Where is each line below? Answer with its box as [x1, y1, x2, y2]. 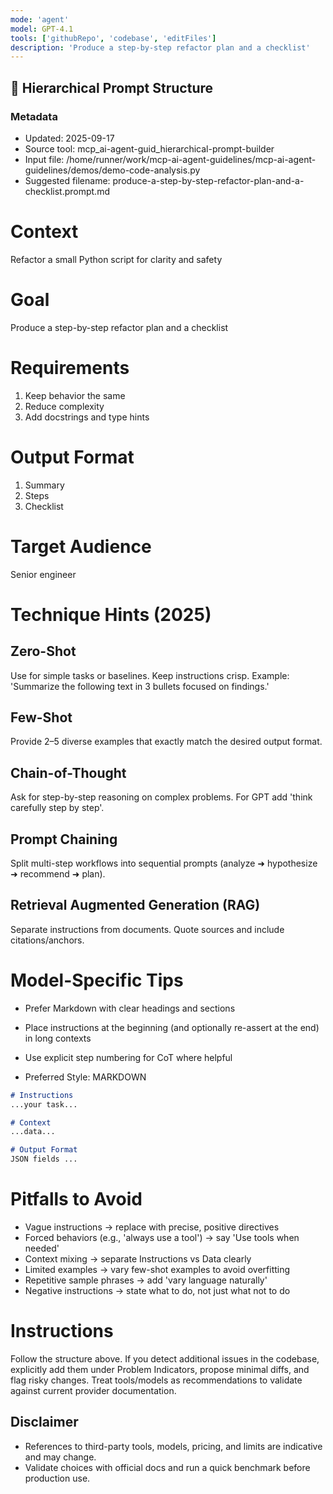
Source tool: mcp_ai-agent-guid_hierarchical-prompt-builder [24, 142, 275, 155]
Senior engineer [10, 568, 77, 580]
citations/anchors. [10, 934, 85, 946]
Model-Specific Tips [10, 969, 184, 992]
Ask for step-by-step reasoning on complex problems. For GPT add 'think [10, 791, 313, 803]
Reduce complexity [24, 400, 105, 412]
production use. [24, 1472, 91, 1484]
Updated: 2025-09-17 [24, 132, 115, 144]
